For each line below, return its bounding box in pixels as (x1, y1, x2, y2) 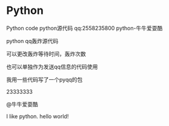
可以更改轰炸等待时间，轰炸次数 (6, 50, 86, 58)
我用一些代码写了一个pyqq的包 (6, 76, 83, 83)
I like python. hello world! (6, 113, 69, 120)
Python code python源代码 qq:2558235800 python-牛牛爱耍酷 (6, 24, 163, 31)
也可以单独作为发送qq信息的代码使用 (6, 63, 98, 70)
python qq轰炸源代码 (6, 37, 59, 44)
